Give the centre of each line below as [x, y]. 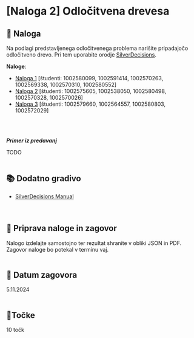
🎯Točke [21, 315]
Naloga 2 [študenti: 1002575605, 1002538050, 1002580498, [91, 91]
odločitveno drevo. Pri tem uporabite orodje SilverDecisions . [81, 55]
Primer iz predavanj [32, 140]
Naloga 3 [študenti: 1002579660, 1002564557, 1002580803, [90, 104]
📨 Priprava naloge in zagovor [62, 228]
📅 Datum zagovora [42, 275]
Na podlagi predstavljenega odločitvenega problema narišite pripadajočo [97, 48]
